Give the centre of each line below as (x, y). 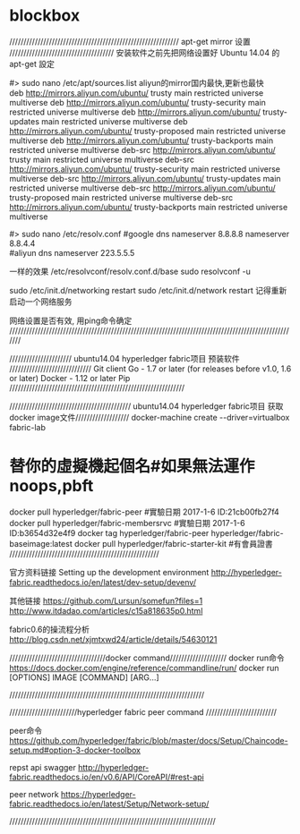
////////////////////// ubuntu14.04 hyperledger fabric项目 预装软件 (124, 358)
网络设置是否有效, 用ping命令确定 (71, 320)
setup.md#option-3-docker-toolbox (75, 750)
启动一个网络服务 (41, 302)
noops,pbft (51, 486)
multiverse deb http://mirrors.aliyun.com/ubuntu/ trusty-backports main (141, 140)
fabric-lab (28, 427)
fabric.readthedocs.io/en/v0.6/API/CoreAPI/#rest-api (107, 777)
